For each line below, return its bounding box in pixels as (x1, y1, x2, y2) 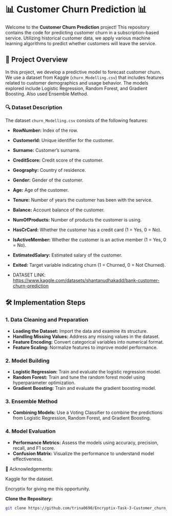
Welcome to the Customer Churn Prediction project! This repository (5, 24, 150, 30)
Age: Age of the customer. (12, 187, 69, 193)
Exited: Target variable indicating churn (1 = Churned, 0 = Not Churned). (12, 262, 166, 268)
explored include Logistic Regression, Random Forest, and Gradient (5, 85, 147, 91)
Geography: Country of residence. (12, 167, 86, 173)
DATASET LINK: (12, 272, 46, 278)
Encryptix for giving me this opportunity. (5, 485, 91, 492)
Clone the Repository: (5, 495, 53, 502)
